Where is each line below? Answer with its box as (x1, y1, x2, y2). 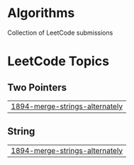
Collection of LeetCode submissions (7, 28, 113, 37)
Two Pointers (7, 81, 67, 93)
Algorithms (7, 5, 75, 21)
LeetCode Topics (7, 53, 110, 69)
